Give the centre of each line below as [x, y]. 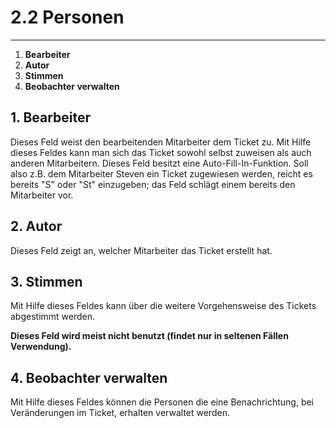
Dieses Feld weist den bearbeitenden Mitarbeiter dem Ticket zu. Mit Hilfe [161, 142]
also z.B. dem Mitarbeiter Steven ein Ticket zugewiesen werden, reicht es [161, 173]
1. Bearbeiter [51, 117]
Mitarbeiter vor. [42, 195]
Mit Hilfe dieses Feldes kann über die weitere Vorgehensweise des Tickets [163, 306]
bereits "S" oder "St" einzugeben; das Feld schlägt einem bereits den [153, 184]
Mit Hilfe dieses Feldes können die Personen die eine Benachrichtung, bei [162, 402]
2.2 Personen [67, 17]
